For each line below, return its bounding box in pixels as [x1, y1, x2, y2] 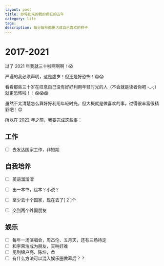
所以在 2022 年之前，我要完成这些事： [5, 117, 82, 123]
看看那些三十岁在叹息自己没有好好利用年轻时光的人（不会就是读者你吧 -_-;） [5, 84, 159, 90]
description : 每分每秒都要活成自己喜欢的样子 [5, 25, 88, 30]
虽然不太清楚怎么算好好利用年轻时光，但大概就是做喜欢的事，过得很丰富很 [5, 101, 155, 107]
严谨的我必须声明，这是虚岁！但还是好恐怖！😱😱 [5, 74, 104, 80]
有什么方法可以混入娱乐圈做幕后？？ [12, 255, 85, 261]
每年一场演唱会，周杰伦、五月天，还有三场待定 [12, 237, 106, 243]
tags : [5, 21, 16, 26]
